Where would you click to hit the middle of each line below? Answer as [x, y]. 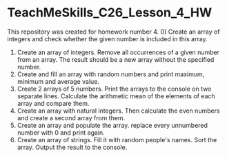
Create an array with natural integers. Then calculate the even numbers [118, 111]
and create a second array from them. [71, 117]
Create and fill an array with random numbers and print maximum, [111, 74]
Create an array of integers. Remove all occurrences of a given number [118, 52]
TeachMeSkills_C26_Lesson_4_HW [110, 13]
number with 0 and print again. [61, 133]
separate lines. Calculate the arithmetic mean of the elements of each [116, 96]
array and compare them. [53, 103]
